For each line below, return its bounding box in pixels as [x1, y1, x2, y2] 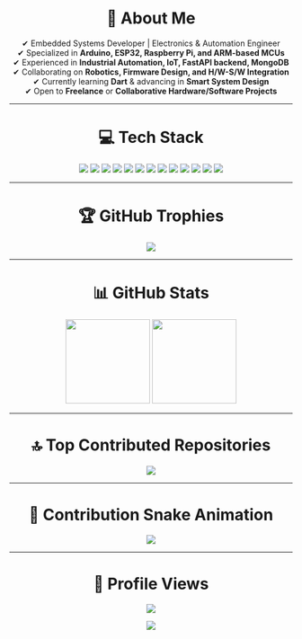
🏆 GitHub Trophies [77, 206, 225, 226]
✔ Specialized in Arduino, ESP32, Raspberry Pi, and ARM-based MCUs [17, 47, 285, 58]
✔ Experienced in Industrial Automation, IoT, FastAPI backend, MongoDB [13, 57, 289, 67]
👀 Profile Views [93, 573, 209, 594]
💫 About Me [106, 8, 196, 29]
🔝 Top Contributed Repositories [31, 435, 271, 455]
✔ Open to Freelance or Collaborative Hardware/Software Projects [24, 85, 278, 96]
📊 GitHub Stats [93, 283, 209, 303]
